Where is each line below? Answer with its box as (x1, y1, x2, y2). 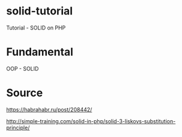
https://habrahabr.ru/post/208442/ (6, 106, 93, 113)
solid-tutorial (6, 4, 73, 18)
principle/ (6, 124, 30, 131)
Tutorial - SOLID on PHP (6, 24, 66, 31)
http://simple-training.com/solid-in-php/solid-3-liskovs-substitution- (6, 117, 176, 124)
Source (6, 86, 43, 100)
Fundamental (6, 45, 74, 59)
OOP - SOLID (6, 65, 39, 72)
